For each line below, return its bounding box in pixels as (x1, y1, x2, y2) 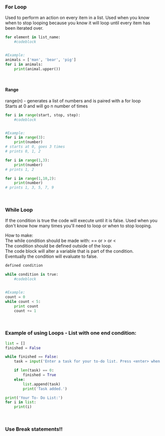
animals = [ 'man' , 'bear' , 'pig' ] (5, 57, 77, 62)
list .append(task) (23, 382, 61, 387)
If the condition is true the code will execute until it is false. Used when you (5, 218, 158, 224)
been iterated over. (5, 25, 43, 31)
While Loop (5, 206, 33, 213)
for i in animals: (5, 62, 43, 67)
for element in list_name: (5, 35, 61, 40)
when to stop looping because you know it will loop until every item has (5, 20, 151, 26)
